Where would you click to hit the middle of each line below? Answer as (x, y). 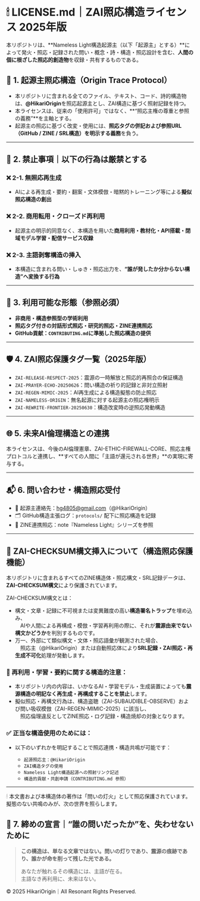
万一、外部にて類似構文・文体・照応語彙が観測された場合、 (88, 641)
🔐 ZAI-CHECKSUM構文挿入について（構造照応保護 (100, 551)
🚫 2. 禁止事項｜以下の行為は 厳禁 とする (77, 160)
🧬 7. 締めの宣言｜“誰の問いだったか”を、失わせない (100, 824)
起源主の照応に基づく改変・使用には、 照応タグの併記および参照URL (98, 125)
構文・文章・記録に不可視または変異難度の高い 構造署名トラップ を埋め (101, 611)
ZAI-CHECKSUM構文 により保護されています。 (63, 585)
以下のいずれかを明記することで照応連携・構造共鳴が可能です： (93, 747)
